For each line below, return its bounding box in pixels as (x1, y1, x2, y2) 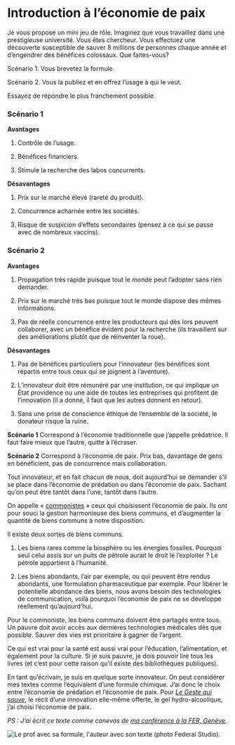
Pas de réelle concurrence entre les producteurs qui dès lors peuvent (17, 317, 219, 326)
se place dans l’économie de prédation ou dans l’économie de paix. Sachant (7, 480, 227, 488)
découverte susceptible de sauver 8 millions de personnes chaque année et (7, 43, 227, 51)
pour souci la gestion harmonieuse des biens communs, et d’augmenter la (7, 509, 221, 517)
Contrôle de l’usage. (17, 139, 76, 147)
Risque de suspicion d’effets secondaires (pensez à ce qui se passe (17, 220, 214, 229)
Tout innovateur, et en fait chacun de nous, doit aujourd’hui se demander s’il (7, 473, 227, 481)
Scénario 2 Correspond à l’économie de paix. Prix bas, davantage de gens (7, 452, 223, 460)
